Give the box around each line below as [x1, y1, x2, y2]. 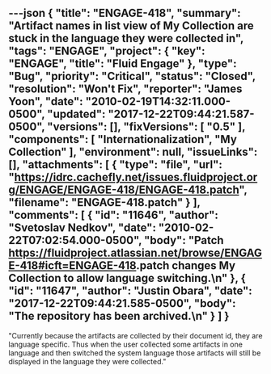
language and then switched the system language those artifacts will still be [8, 347, 261, 358]
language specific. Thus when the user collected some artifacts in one [8, 339, 243, 349]
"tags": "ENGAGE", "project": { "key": [8, 44, 205, 58]
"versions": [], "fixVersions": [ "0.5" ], [47, 120, 246, 134]
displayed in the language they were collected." [8, 356, 167, 366]
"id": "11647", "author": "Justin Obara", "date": [8, 284, 252, 298]
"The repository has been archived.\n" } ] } [8, 309, 230, 323]
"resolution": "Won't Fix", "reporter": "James [8, 82, 243, 96]
